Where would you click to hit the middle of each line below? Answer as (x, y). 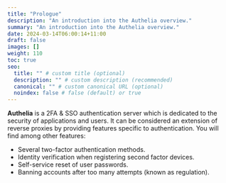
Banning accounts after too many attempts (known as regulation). (113, 172)
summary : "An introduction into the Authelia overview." (93, 27)
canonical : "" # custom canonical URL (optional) (88, 87)
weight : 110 (25, 54)
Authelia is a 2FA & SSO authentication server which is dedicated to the (112, 113)
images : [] (23, 47)
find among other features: (47, 136)
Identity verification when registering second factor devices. (106, 157)
